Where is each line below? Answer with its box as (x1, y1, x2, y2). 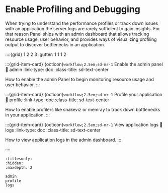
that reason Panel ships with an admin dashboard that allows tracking (5, 31, 149, 37)
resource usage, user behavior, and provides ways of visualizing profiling (5, 36, 157, 42)
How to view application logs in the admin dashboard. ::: (5, 137, 122, 143)
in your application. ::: (5, 112, 50, 118)
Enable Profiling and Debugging (5, 4, 141, 15)
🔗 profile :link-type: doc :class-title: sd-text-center (5, 97, 110, 103)
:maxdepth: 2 (5, 165, 33, 170)
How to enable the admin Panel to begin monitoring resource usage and (5, 76, 154, 82)
